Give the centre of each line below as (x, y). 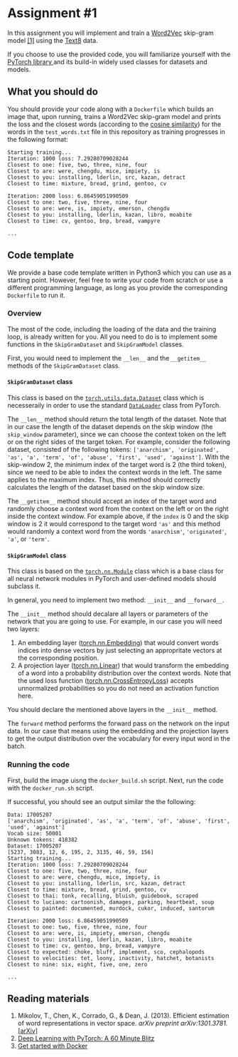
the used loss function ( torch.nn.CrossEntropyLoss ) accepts (106, 681)
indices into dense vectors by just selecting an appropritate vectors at (120, 651)
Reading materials (49, 998)
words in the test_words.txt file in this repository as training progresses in (117, 132)
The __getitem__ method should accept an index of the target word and (112, 501)
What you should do (53, 92)
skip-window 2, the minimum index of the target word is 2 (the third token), (117, 465)
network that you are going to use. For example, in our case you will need (115, 622)
